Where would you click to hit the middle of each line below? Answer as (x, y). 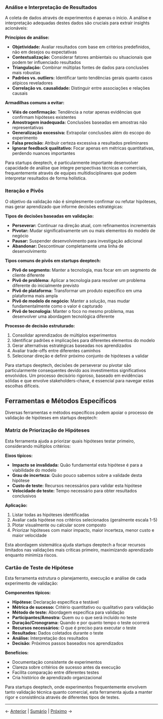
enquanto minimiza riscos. (31, 555)
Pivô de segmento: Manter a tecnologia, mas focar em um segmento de (84, 270)
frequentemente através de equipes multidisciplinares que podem (71, 173)
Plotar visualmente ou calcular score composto (59, 525)
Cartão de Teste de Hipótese (39, 568)
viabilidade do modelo (34, 470)
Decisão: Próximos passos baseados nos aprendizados (68, 643)
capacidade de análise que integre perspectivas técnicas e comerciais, (76, 168)
